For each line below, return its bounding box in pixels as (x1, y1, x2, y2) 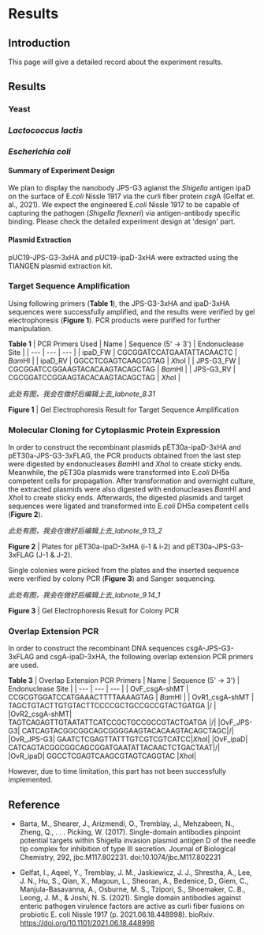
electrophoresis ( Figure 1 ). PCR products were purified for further (8, 315, 221, 325)
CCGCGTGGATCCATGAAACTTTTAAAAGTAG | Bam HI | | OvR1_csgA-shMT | (8, 692, 255, 702)
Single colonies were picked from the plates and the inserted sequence (8, 566, 240, 575)
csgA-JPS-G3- (186, 643, 234, 653)
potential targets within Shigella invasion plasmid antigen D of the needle (19, 835, 256, 846)
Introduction (8, 36, 71, 50)
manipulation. (8, 323, 53, 333)
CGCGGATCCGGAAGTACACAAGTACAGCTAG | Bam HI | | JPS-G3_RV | (8, 364, 236, 374)
